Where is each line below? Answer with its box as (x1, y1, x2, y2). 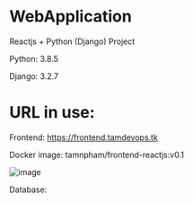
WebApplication (9, 6, 132, 27)
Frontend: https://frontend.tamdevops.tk (9, 132, 159, 143)
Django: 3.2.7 (9, 70, 59, 82)
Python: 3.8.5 (9, 53, 59, 64)
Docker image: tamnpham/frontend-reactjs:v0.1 (9, 149, 184, 160)
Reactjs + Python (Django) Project (9, 36, 136, 47)
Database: (9, 184, 48, 195)
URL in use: (9, 102, 96, 123)
